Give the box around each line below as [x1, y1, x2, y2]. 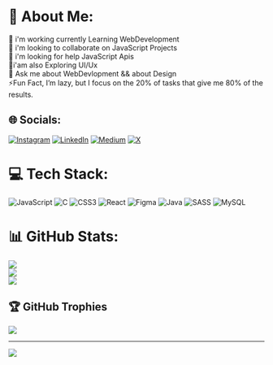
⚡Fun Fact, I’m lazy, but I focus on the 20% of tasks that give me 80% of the [8, 77, 264, 88]
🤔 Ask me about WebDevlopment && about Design [8, 68, 177, 78]
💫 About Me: [8, 7, 94, 26]
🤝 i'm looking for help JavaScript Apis [8, 51, 134, 61]
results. [8, 89, 34, 99]
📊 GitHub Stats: [8, 227, 119, 246]
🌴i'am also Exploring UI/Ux [8, 60, 98, 70]
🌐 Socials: [8, 113, 62, 127]
